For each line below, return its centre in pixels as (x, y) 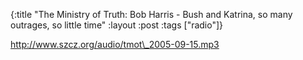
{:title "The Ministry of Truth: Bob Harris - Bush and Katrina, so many (151, 14)
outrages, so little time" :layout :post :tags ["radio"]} (117, 25)
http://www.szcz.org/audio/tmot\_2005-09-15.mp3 (115, 44)
